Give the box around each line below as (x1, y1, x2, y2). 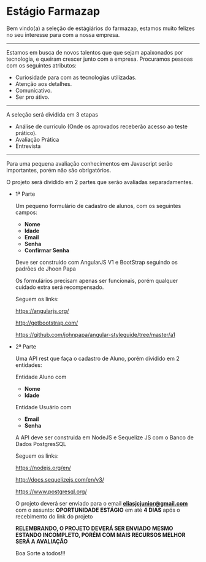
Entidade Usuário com (15, 403, 72, 410)
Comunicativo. (15, 87, 52, 94)
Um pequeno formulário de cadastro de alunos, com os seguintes (15, 202, 181, 209)
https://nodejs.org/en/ (15, 464, 72, 471)
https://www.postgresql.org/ (15, 488, 87, 495)
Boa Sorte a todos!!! (15, 549, 66, 556)
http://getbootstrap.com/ (15, 319, 78, 326)
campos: (15, 209, 38, 216)
